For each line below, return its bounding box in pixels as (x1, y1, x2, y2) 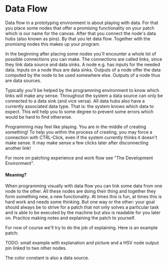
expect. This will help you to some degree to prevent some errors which (5, 109, 154, 115)
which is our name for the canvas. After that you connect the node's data (5, 30, 156, 36)
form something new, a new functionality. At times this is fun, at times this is (5, 194, 162, 200)
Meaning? (5, 171, 27, 178)
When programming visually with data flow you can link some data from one (5, 183, 162, 189)
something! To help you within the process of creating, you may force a (5, 129, 152, 135)
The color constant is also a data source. (5, 255, 89, 261)
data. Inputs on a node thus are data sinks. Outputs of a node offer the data (5, 66, 161, 73)
